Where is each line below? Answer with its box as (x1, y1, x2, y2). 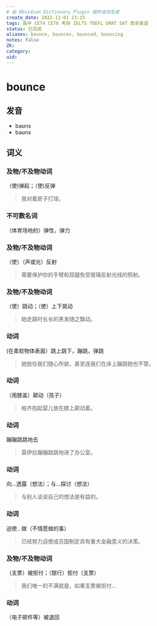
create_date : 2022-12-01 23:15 (6, 15, 85, 21)
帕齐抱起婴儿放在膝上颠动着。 (21, 404, 96, 411)
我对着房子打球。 (21, 195, 64, 202)
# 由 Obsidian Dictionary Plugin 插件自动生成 (6, 8, 119, 15)
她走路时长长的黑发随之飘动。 (21, 316, 96, 323)
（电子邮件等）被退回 (6, 613, 59, 621)
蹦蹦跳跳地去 (6, 436, 38, 443)
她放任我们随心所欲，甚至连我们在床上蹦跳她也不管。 (21, 360, 155, 367)
